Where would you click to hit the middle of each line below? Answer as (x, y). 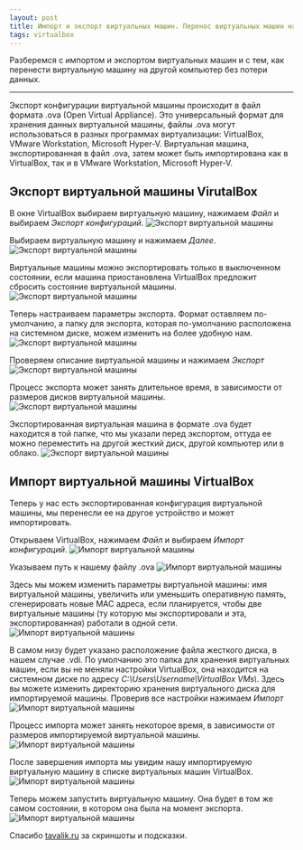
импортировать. (41, 522)
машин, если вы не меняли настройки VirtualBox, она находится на (139, 669)
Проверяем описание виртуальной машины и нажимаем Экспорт (137, 360)
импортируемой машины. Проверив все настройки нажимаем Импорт (147, 698)
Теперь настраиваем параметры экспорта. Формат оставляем (131, 314)
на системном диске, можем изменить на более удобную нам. (131, 333)
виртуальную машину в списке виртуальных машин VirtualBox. (131, 771)
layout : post (34, 18)
